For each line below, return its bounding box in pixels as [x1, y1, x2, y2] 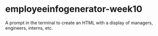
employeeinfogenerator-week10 [5, 3, 142, 15]
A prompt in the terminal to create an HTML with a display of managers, [5, 20, 153, 26]
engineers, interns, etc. [5, 25, 53, 31]
